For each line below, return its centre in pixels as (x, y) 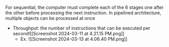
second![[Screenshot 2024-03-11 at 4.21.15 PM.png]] (68, 33)
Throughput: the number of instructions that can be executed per (81, 28)
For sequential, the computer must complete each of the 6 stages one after (84, 7)
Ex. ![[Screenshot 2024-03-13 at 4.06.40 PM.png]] (74, 39)
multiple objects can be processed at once (50, 18)
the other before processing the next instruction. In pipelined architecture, (83, 13)
